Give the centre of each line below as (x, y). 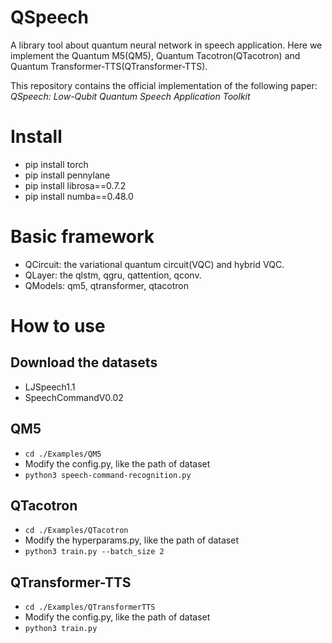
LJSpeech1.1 (50, 387)
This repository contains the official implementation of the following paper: (164, 85)
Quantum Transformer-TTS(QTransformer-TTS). (109, 66)
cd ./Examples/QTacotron (76, 531)
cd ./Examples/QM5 (63, 454)
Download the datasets (84, 362)
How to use (58, 326)
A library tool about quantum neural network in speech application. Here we (166, 45)
